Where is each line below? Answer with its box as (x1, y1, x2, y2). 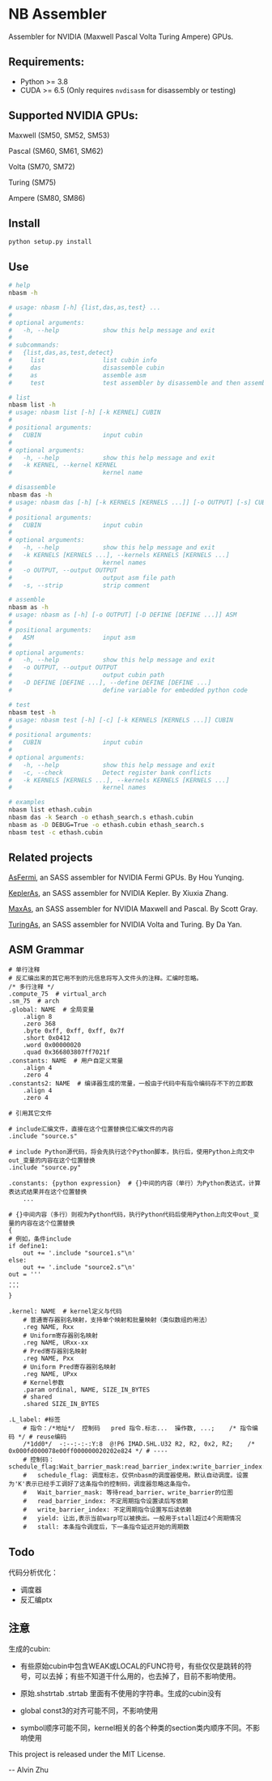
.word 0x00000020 (23, 1042, 82, 1050)
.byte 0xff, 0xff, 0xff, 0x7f (23, 1027, 125, 1035)
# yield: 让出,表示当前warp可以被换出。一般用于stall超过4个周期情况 (23, 1515, 241, 1523)
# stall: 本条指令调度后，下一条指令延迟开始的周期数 (23, 1523, 190, 1532)
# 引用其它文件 (8, 1110, 53, 1118)
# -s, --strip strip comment (8, 581, 151, 590)
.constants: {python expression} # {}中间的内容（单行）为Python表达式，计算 (8, 1179, 261, 1187)
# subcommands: (8, 341, 60, 349)
